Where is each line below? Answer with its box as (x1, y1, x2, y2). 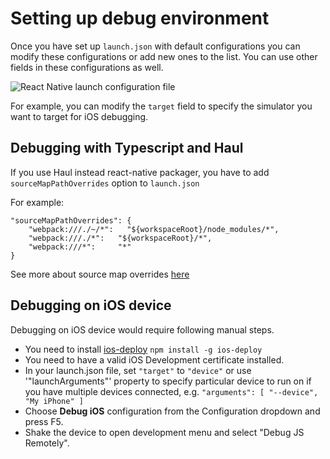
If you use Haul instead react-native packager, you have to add (10, 166, 270, 178)
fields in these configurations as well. (10, 61, 164, 73)
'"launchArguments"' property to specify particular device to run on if (24, 375, 312, 387)
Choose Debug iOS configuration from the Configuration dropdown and (24, 405, 321, 417)
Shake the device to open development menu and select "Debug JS (24, 426, 305, 438)
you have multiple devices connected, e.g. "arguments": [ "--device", (24, 385, 319, 397)
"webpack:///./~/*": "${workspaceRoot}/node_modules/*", (28, 224, 280, 234)
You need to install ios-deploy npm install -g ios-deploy (24, 343, 263, 355)
